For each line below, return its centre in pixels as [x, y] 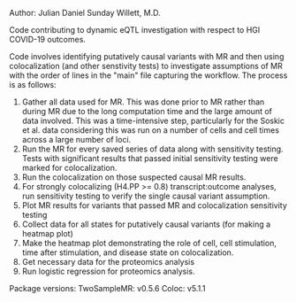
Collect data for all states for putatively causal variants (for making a [146, 224]
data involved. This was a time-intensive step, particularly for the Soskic [153, 120]
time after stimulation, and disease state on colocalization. [128, 252]
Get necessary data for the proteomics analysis [108, 262]
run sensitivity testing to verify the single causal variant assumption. [146, 196]
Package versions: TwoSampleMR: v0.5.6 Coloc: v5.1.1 [107, 288]
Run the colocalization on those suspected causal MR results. [134, 177]
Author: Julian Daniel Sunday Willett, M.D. [85, 13]
